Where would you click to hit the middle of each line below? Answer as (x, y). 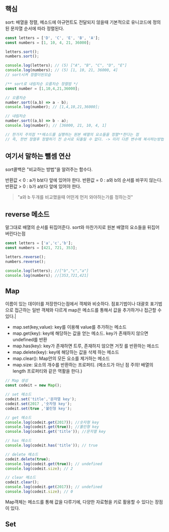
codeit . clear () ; (22, 482)
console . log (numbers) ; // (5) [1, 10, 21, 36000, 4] (62, 70)
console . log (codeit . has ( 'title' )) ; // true (52, 445)
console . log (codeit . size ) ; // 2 (39, 469)
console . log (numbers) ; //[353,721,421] (47, 275)
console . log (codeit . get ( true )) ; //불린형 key (52, 427)
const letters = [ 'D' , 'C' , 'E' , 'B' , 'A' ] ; (53, 38)
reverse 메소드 (27, 214)
